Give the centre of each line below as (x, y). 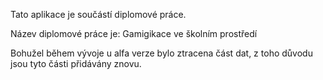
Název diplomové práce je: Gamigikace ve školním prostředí (134, 33)
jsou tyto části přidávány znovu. (76, 63)
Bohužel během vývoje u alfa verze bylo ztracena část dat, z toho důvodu (161, 53)
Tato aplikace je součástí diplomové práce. (98, 14)
